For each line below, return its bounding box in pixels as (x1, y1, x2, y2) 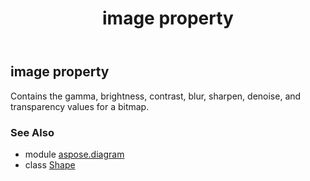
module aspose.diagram (24, 148, 125, 160)
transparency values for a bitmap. (10, 100, 150, 112)
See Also (10, 125, 55, 139)
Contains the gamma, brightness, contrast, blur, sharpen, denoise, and (10, 90, 302, 102)
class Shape (24, 158, 76, 171)
